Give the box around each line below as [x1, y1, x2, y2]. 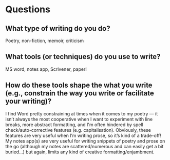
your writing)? [5, 97, 52, 106]
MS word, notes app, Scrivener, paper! [5, 66, 87, 72]
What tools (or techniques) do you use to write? [5, 52, 161, 61]
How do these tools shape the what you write [5, 81, 153, 90]
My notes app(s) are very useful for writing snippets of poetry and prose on [5, 137, 165, 144]
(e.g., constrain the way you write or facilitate [5, 89, 154, 98]
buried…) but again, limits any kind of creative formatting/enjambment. [5, 149, 155, 155]
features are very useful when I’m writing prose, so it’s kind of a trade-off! [5, 132, 161, 138]
